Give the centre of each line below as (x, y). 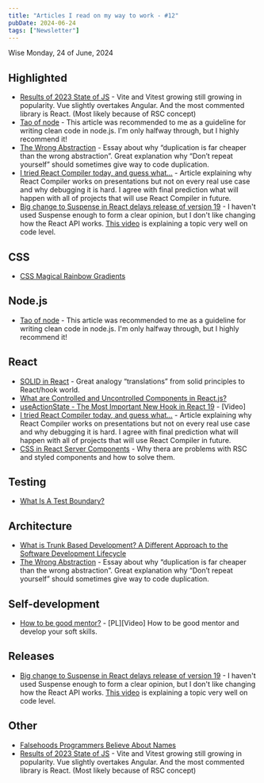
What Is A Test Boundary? (62, 501)
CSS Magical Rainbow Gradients (73, 276)
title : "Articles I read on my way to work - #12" (94, 15)
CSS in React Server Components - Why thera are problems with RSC (133, 449)
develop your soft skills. (58, 631)
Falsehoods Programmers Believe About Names (98, 745)
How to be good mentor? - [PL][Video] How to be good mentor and (129, 623)
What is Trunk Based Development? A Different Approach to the (124, 546)
